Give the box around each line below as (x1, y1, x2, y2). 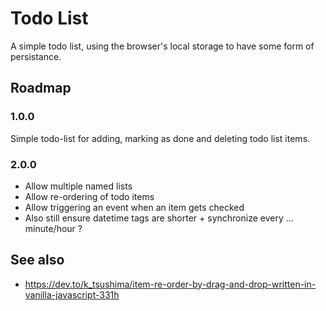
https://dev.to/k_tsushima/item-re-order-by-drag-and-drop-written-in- (24, 278, 317, 290)
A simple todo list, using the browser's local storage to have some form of (10, 40, 315, 52)
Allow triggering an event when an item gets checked (24, 201, 245, 213)
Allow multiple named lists (24, 180, 133, 192)
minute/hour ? (24, 222, 83, 234)
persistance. (10, 50, 62, 62)
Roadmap (10, 80, 72, 97)
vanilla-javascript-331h (24, 288, 120, 301)
